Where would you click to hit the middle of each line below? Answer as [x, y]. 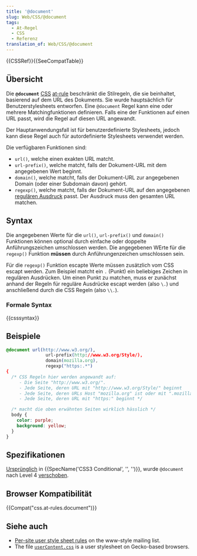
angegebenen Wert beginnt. [48, 171]
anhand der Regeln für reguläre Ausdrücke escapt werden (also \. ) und [92, 284]
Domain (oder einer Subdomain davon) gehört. [71, 184]
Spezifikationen [36, 455]
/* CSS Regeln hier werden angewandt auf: [64, 377]
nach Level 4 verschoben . [38, 475]
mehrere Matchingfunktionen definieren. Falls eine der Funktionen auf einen [98, 112]
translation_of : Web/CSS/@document [50, 45]
